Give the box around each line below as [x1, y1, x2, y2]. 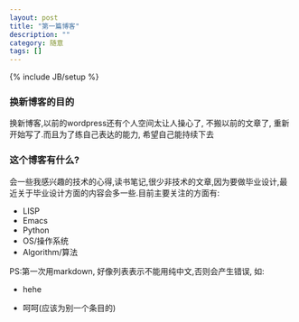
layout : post [9, 13, 59, 23]
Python [22, 225, 50, 235]
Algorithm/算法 [22, 246, 79, 257]
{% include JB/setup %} [9, 71, 99, 82]
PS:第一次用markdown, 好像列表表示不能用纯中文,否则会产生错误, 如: [9, 265, 265, 276]
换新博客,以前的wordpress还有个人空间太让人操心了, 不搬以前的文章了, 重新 [9, 118, 290, 129]
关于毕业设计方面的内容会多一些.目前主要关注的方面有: [16, 187, 220, 198]
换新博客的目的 [9, 96, 75, 108]
